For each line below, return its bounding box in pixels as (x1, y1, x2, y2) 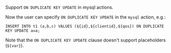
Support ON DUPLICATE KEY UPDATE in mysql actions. (5, 5, 114, 10)
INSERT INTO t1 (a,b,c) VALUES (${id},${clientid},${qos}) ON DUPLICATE (5, 24, 164, 29)
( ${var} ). (5, 42, 24, 48)
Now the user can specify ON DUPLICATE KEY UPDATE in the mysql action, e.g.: (5, 14, 166, 20)
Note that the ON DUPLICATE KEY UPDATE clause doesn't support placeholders (5, 37, 166, 43)
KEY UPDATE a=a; (5, 28, 40, 33)
